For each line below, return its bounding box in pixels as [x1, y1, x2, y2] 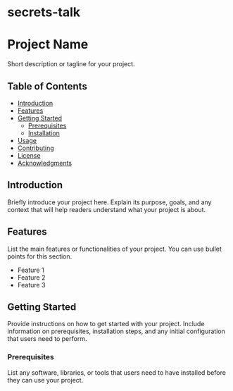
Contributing [17, 144, 54, 152]
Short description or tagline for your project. [7, 60, 135, 68]
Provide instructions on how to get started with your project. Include [7, 320, 205, 328]
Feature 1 [17, 266, 44, 274]
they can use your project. [7, 376, 84, 384]
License [17, 151, 41, 159]
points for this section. [7, 252, 73, 261]
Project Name [7, 37, 89, 53]
